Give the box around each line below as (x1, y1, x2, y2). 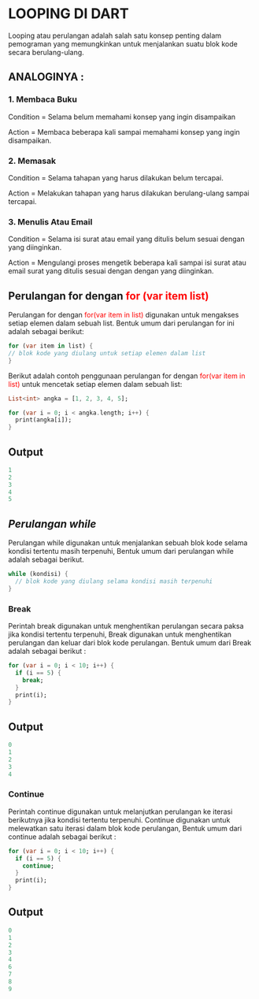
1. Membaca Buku (8, 94, 77, 105)
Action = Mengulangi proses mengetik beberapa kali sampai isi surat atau (8, 258, 246, 268)
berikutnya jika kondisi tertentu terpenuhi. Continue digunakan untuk (8, 815, 231, 824)
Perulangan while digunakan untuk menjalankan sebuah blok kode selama (8, 538, 248, 548)
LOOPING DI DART (8, 5, 129, 23)
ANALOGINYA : (8, 70, 84, 84)
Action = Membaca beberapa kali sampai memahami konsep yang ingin (8, 127, 240, 136)
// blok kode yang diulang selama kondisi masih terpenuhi (15, 577, 213, 585)
